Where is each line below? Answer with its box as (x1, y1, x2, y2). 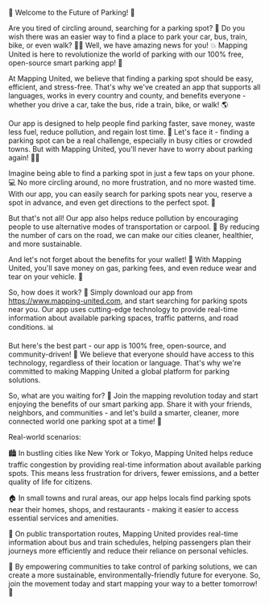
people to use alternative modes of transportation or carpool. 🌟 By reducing (8, 222, 260, 232)
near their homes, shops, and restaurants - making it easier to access (8, 505, 239, 514)
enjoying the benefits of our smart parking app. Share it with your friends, (8, 399, 252, 409)
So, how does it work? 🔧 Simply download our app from (8, 287, 193, 297)
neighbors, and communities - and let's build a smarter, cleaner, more (8, 408, 240, 417)
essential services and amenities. (8, 513, 119, 523)
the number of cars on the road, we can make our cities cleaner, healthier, (8, 231, 254, 240)
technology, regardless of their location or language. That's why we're (8, 358, 242, 367)
